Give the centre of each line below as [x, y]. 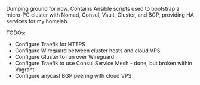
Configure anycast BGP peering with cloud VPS [73, 76]
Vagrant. [25, 70]
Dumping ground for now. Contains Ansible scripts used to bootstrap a [93, 9]
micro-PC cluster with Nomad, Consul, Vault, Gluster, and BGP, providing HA [100, 15]
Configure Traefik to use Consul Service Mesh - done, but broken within [104, 63]
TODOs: [16, 33]
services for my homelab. [37, 21]
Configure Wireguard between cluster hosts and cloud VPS [87, 51]
